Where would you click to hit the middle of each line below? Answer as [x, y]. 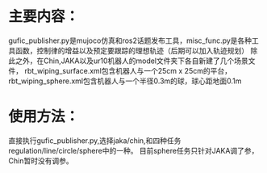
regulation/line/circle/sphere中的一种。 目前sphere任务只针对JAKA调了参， [133, 150]
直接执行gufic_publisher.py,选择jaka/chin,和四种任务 [95, 140]
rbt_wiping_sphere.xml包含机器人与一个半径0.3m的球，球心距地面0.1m [125, 81]
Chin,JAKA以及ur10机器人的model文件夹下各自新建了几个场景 [146, 61]
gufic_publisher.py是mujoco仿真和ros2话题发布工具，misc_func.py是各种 [130, 40]
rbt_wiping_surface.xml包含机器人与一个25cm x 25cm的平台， [128, 70]
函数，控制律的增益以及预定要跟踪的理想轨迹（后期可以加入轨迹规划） [131, 50]
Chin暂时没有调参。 [41, 160]
